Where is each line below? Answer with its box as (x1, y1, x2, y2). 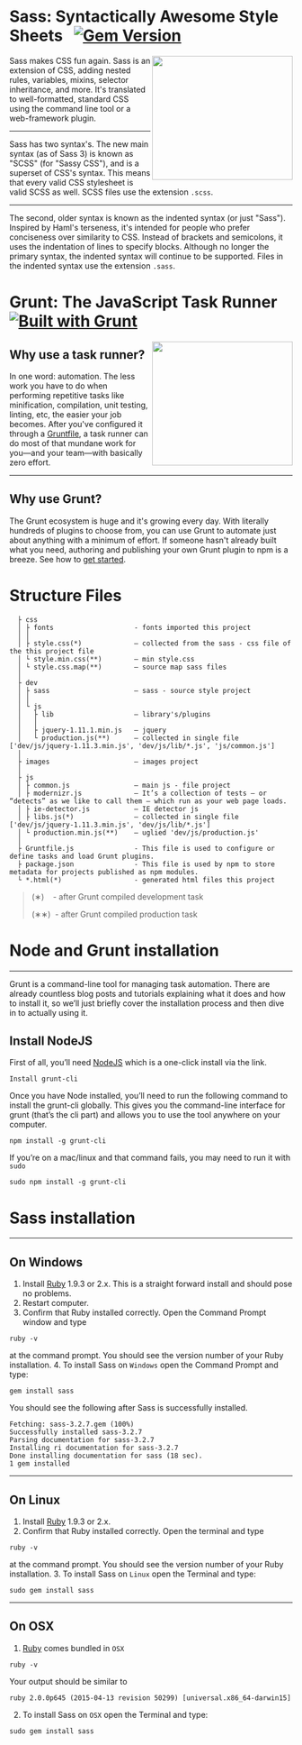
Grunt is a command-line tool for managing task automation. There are (9, 978, 271, 989)
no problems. (22, 1288, 72, 1299)
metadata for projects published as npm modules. (9, 867, 200, 876)
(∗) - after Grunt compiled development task (31, 891, 204, 902)
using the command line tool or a (9, 103, 131, 114)
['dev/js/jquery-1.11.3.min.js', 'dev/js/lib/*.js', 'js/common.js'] (9, 741, 276, 750)
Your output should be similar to (9, 1676, 128, 1686)
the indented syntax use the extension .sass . (9, 260, 175, 271)
